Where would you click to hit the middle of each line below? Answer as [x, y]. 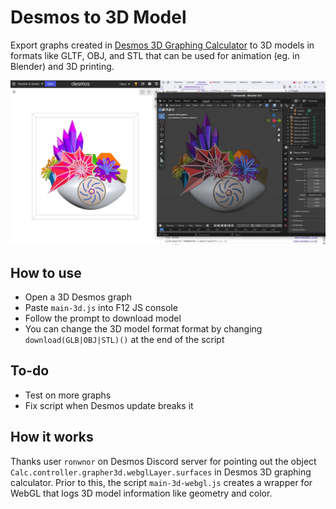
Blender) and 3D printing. [62, 66]
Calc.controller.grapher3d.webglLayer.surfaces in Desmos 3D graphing [161, 472]
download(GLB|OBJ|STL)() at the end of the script [124, 340]
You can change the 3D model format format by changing [143, 329]
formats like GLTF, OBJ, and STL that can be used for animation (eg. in [155, 55]
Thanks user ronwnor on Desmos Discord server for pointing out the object [163, 461]
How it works [52, 437]
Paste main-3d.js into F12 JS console [101, 308]
